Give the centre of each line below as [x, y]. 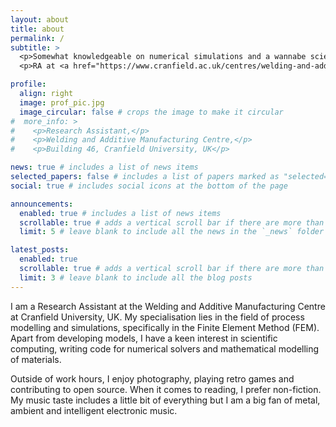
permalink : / [37, 38]
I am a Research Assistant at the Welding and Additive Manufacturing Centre [168, 306]
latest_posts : [40, 250]
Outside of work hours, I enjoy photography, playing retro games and [152, 378]
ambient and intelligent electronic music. [94, 410]
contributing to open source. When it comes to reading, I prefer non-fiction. [166, 389]
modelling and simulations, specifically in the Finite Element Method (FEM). [165, 327]
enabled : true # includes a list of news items [120, 213]
